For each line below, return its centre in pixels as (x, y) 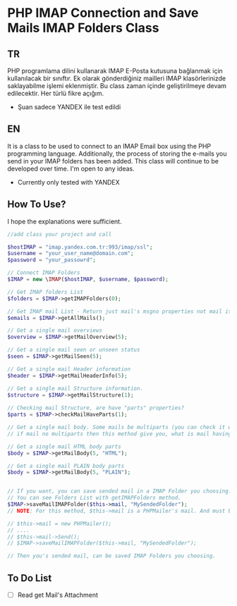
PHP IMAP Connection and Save (103, 13)
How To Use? (37, 205)
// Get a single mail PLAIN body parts (66, 466)
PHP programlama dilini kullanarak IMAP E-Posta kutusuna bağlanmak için (115, 71)
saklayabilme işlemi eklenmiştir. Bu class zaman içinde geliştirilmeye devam (117, 86)
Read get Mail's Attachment (58, 595)
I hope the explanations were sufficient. (65, 221)
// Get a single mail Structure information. (75, 388)
